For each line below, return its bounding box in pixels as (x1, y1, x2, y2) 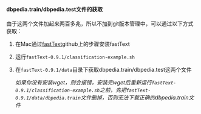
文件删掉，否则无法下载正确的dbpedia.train (80, 94, 189, 101)
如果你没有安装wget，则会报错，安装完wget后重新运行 (15, 79, 152, 86)
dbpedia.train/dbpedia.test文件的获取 (6, 5, 103, 13)
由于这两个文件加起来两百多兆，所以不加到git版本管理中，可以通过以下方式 (6, 20, 194, 27)
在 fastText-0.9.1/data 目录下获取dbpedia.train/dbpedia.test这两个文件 (15, 66, 192, 74)
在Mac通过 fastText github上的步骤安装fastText (15, 40, 131, 48)
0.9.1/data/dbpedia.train (15, 95, 81, 101)
